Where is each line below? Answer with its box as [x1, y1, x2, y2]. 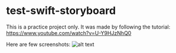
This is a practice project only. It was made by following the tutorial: [6, 23, 171, 30]
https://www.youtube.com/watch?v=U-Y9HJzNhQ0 [6, 29, 132, 36]
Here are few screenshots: [6, 41, 71, 48]
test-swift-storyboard [6, 4, 116, 17]
